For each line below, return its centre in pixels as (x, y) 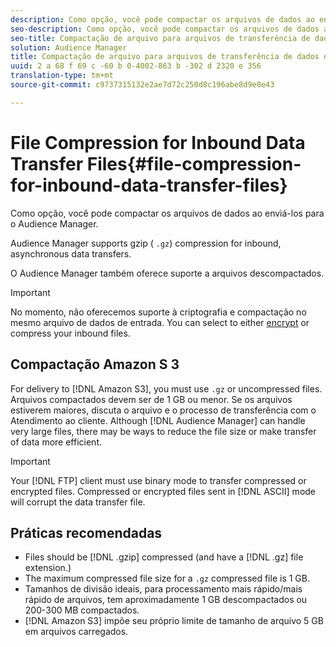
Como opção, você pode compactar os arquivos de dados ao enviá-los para (167, 213)
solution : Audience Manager (69, 47)
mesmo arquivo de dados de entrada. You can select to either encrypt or (160, 322)
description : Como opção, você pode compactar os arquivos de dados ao (162, 19)
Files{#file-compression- (194, 163)
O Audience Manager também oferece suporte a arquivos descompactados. (167, 273)
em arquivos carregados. (76, 632)
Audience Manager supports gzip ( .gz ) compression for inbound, (146, 243)
